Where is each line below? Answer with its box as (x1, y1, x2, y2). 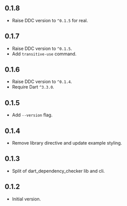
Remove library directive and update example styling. (12, 140, 122, 146)
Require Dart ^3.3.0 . (12, 84, 55, 90)
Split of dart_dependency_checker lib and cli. (12, 168, 105, 174)
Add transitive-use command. (12, 50, 77, 57)
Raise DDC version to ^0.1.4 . (12, 79, 72, 85)
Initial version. (12, 196, 41, 202)
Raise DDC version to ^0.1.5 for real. (12, 17, 88, 23)
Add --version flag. (12, 112, 53, 118)
